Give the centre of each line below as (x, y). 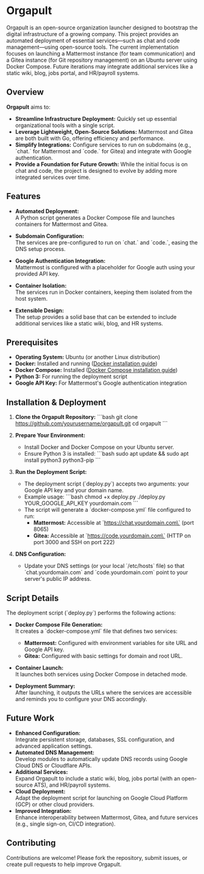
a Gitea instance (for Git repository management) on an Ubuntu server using (102, 60)
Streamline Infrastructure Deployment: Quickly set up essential (96, 118)
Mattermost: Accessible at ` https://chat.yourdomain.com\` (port (114, 523)
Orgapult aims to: (28, 107)
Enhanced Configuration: (48, 733)
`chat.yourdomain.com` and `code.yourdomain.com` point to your (106, 572)
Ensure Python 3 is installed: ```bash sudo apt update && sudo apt (106, 454)
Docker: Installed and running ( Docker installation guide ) (86, 363)
